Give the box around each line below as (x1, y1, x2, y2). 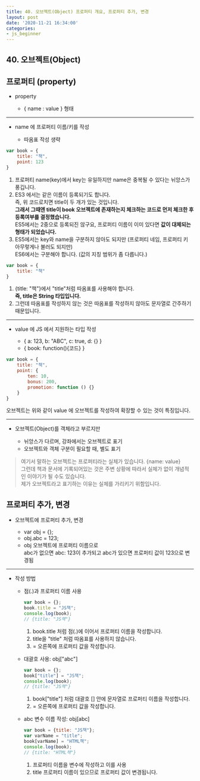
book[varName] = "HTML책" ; (23, 739, 90, 745)
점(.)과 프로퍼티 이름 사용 (23, 588, 82, 595)
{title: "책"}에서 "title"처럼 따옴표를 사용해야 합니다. (14, 285, 135, 292)
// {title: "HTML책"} (23, 749, 76, 755)
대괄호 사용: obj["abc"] (23, 655, 78, 662)
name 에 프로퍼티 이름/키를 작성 (14, 123, 89, 131)
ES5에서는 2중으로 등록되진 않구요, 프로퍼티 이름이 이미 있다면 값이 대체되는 (14, 221, 192, 228)
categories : (6, 25, 36, 32)
